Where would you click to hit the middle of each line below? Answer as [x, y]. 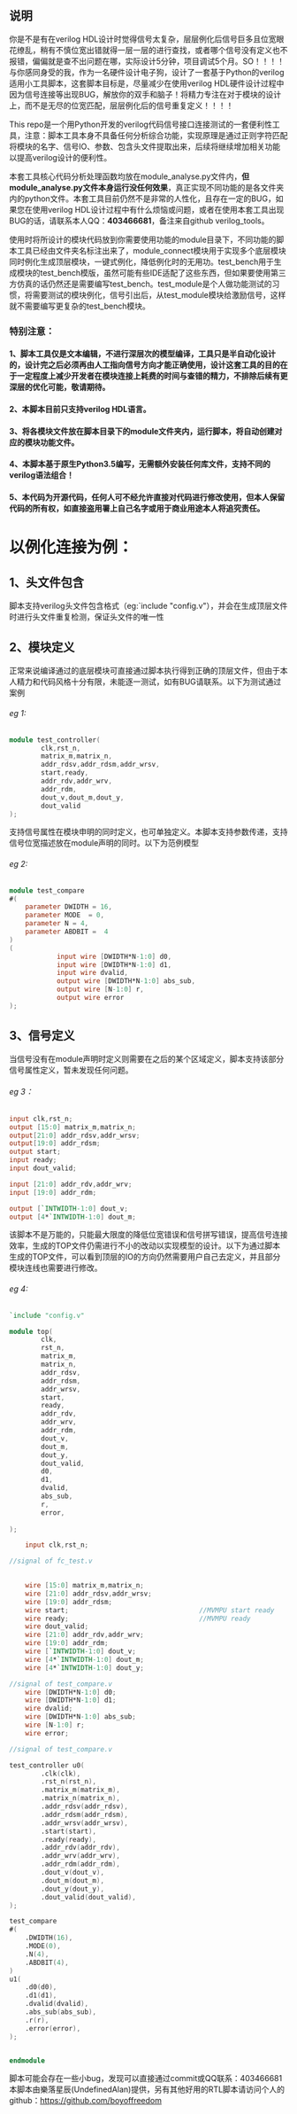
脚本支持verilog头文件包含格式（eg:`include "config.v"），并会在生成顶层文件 [148, 605]
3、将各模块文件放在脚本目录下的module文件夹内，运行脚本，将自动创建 [142, 431]
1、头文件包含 [47, 583]
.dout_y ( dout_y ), [72, 1889]
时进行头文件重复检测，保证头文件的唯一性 [87, 616]
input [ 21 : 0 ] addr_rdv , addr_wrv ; [71, 1184]
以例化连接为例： [72, 547]
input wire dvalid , [92, 973]
